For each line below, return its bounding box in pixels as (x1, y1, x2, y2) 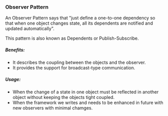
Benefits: (5, 47, 25, 53)
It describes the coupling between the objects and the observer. (12, 59, 146, 66)
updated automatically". (5, 26, 54, 32)
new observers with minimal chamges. (12, 105, 93, 111)
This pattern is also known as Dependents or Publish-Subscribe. (5, 35, 139, 41)
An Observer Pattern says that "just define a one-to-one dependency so (5, 15, 155, 21)
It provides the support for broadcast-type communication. (12, 65, 135, 71)
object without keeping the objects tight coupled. (12, 94, 115, 100)
